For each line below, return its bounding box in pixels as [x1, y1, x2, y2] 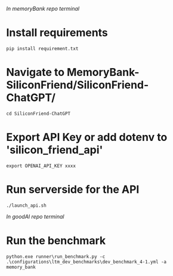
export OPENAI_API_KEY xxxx [6, 162, 76, 169]
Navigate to [6, 66, 64, 79]
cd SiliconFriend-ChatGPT [6, 111, 70, 116]
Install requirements [6, 26, 109, 39]
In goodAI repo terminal [6, 213, 64, 220]
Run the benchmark [6, 234, 106, 247]
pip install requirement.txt [6, 45, 79, 51]
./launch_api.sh [6, 203, 47, 208]
